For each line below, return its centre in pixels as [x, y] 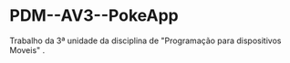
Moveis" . [27, 49]
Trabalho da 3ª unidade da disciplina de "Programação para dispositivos [145, 40]
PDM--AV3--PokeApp [94, 16]
